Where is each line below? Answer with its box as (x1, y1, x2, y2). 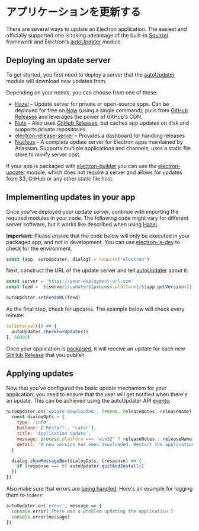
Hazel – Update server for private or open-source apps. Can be (14, 100, 169, 108)
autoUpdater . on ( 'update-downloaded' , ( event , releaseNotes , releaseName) (6, 408, 192, 415)
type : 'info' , (17, 419, 52, 425)
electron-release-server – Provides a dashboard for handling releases (14, 132, 185, 139)
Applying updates (6, 369, 74, 379)
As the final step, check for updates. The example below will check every (6, 305, 185, 312)
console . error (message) (11, 514, 70, 520)
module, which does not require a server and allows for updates (26, 169, 182, 176)
